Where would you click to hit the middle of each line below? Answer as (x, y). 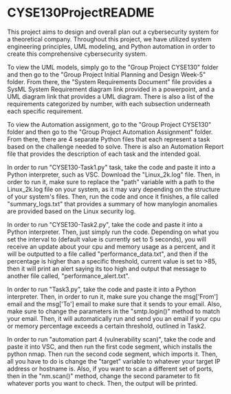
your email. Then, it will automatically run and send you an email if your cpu (114, 318)
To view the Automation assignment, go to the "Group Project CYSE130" (109, 124)
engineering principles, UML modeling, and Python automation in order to (111, 46)
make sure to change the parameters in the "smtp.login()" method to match (113, 311)
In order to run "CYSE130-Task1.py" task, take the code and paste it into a (111, 167)
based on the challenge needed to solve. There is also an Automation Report (115, 146)
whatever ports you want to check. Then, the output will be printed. (102, 383)
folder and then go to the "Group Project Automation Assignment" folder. (110, 132)
